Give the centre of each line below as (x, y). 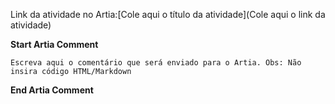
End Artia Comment (52, 90)
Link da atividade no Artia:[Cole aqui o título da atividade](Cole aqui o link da (168, 14)
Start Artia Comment (54, 44)
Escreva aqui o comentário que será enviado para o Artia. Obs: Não (156, 63)
